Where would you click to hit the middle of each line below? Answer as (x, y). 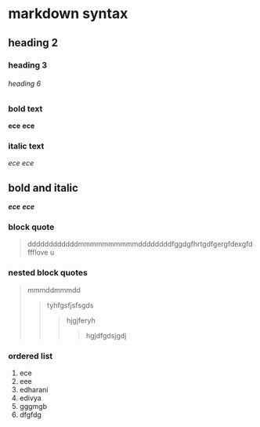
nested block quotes (48, 273)
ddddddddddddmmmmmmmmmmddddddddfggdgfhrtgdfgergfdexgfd (140, 244)
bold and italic (43, 188)
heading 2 (33, 43)
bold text (25, 108)
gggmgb (33, 407)
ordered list (31, 356)
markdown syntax (68, 14)
